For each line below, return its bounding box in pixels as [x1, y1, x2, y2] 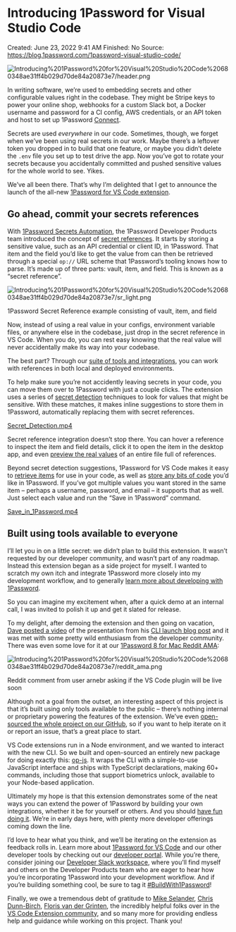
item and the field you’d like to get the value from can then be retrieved [7, 249, 213, 258]
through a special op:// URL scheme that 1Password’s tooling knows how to [7, 257, 228, 265]
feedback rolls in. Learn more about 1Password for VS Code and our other [7, 842, 222, 851]
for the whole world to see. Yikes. [7, 166, 104, 175]
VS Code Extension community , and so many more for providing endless [7, 909, 218, 917]
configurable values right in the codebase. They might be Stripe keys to [7, 93, 216, 102]
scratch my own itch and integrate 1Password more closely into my [7, 569, 201, 577]
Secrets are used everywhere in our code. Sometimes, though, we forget [7, 129, 218, 137]
